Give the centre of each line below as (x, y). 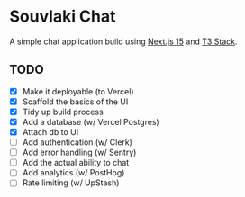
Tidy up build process (63, 112)
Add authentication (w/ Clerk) (77, 142)
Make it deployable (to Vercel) (78, 91)
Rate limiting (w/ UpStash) (71, 183)
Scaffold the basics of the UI (75, 102)
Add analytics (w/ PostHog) (73, 173)
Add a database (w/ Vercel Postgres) (91, 121)
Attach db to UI (50, 132)
